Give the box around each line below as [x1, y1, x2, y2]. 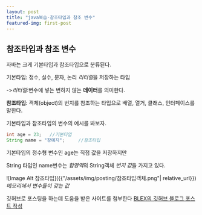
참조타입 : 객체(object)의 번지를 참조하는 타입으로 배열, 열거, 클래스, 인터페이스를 [6, 99, 195, 107]
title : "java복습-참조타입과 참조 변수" [6, 14, 96, 20]
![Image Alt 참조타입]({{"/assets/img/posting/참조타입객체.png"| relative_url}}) [6, 174, 197, 181]
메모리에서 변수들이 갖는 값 [6, 182, 70, 189]
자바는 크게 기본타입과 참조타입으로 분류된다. [6, 61, 112, 68]
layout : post [6, 8, 39, 15]
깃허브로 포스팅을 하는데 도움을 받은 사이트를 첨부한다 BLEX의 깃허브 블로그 [6, 195, 184, 202]
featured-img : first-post [6, 20, 71, 26]
